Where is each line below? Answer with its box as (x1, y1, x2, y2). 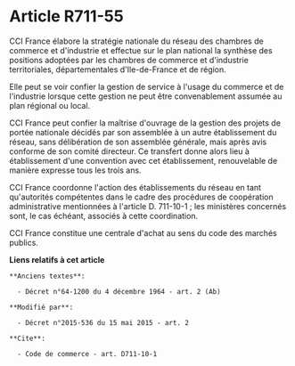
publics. (9, 237, 38, 248)
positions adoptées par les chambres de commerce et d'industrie (9, 54, 250, 65)
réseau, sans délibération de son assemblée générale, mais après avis (9, 136, 267, 147)
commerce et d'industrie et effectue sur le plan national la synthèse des (9, 45, 274, 55)
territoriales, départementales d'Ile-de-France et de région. (9, 64, 227, 75)
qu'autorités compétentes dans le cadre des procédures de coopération (9, 191, 274, 202)
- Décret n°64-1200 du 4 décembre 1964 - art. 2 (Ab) (17, 287, 221, 296)
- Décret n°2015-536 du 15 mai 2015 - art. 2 (17, 318, 190, 327)
